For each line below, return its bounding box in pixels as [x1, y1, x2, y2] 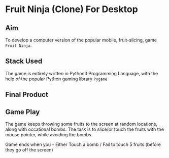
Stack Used [5, 57, 43, 66]
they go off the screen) [5, 147, 53, 153]
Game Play [5, 108, 40, 116]
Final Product [5, 90, 48, 99]
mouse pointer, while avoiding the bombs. [5, 132, 93, 138]
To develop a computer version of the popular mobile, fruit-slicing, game [5, 37, 157, 43]
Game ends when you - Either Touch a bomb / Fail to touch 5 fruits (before [5, 141, 161, 147]
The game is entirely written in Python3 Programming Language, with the [5, 70, 158, 76]
